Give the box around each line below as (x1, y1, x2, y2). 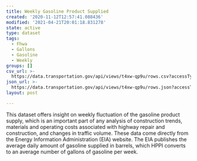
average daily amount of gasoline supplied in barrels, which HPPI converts (6, 142, 186, 149)
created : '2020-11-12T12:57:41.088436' (6, 14, 104, 20)
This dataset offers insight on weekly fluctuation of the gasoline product (6, 111, 180, 118)
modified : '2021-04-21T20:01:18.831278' (6, 19, 107, 25)
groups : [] (6, 62, 33, 69)
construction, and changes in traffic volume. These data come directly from (6, 129, 189, 136)
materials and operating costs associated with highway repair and (6, 123, 165, 130)
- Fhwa (11, 41, 28, 47)
